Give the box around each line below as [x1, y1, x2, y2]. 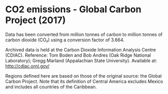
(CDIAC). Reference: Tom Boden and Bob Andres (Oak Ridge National [5, 52, 151, 58]
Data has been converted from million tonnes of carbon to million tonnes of [5, 31, 163, 37]
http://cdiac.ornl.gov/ [5, 63, 50, 69]
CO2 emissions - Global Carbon [5, 4, 142, 15]
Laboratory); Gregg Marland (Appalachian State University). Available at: [5, 57, 157, 63]
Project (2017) [5, 14, 66, 26]
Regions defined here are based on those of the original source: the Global [5, 73, 162, 79]
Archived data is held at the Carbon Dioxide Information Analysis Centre [5, 46, 156, 53]
